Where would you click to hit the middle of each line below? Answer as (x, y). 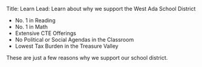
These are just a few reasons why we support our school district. (87, 58)
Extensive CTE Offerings (46, 33)
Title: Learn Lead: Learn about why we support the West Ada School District (101, 9)
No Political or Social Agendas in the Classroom (74, 40)
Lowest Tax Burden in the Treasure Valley (67, 46)
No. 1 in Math (31, 27)
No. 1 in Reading (35, 20)
